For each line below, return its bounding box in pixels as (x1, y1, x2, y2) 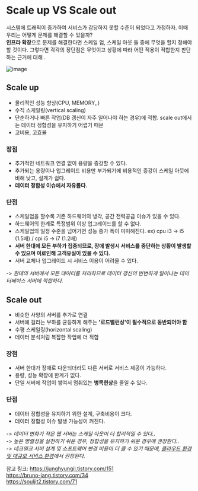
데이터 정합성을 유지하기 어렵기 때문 (21, 121, 104, 128)
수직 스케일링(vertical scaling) (14, 106, 86, 113)
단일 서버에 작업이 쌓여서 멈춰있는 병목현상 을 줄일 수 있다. (14, 379, 148, 386)
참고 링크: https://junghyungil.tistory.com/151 (6, 465, 114, 472)
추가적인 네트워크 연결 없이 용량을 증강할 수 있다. (14, 160, 127, 167)
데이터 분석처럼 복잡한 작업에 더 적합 (14, 333, 99, 341)
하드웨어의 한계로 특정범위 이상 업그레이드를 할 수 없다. (14, 220, 142, 227)
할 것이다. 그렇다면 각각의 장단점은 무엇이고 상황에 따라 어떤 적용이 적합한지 (6, 46, 180, 53)
